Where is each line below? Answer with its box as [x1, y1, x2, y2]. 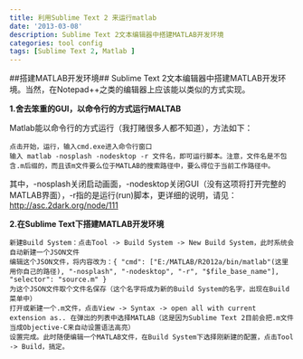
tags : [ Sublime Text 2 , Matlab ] [9, 47, 136, 56]
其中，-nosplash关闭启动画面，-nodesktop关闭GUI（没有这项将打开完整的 [9, 178, 287, 190]
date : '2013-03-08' [9, 22, 83, 31]
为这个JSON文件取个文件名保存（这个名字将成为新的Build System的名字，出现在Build [9, 285, 290, 294]
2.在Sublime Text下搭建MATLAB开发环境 [9, 219, 165, 230]
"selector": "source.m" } [9, 275, 107, 285]
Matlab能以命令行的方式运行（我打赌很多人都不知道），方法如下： [9, 123, 253, 134]
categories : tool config [9, 38, 103, 48]
